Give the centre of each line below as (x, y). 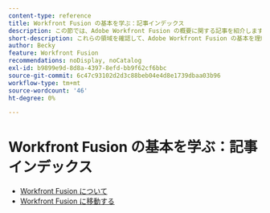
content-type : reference (50, 16)
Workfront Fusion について (63, 191)
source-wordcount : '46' (48, 90)
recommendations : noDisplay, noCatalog (75, 61)
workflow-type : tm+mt (45, 83)
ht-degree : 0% (32, 98)
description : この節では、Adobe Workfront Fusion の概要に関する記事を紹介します (136, 31)
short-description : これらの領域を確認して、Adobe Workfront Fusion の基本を (131, 38)
